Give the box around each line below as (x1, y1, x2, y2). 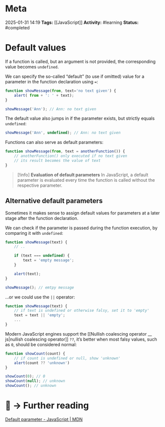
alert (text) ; (14, 271, 41, 276)
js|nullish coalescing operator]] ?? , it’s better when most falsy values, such (5, 336, 157, 342)
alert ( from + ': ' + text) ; (14, 93, 74, 98)
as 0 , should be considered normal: (5, 341, 77, 348)
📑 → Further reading (5, 400, 89, 411)
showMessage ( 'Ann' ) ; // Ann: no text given (5, 106, 97, 112)
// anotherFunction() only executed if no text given (14, 153, 127, 159)
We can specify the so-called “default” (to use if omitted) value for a (5, 73, 145, 79)
